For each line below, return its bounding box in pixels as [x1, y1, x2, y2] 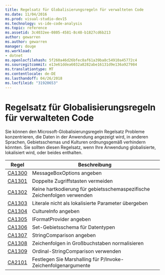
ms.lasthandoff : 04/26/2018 [5, 76, 63, 81]
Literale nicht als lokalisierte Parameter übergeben [31, 200, 148, 206]
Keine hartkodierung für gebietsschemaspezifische [31, 185, 150, 192]
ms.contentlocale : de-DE [5, 71, 56, 76]
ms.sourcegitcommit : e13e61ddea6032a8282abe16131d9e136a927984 [5, 62, 137, 67]
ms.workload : [5, 48, 32, 53]
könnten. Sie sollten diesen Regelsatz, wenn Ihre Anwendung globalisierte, [5, 144, 156, 150]
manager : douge [5, 44, 36, 49]
